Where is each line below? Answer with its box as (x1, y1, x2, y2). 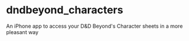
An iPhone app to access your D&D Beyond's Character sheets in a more (6, 23, 183, 29)
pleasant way (6, 28, 39, 35)
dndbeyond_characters (6, 3, 123, 17)
